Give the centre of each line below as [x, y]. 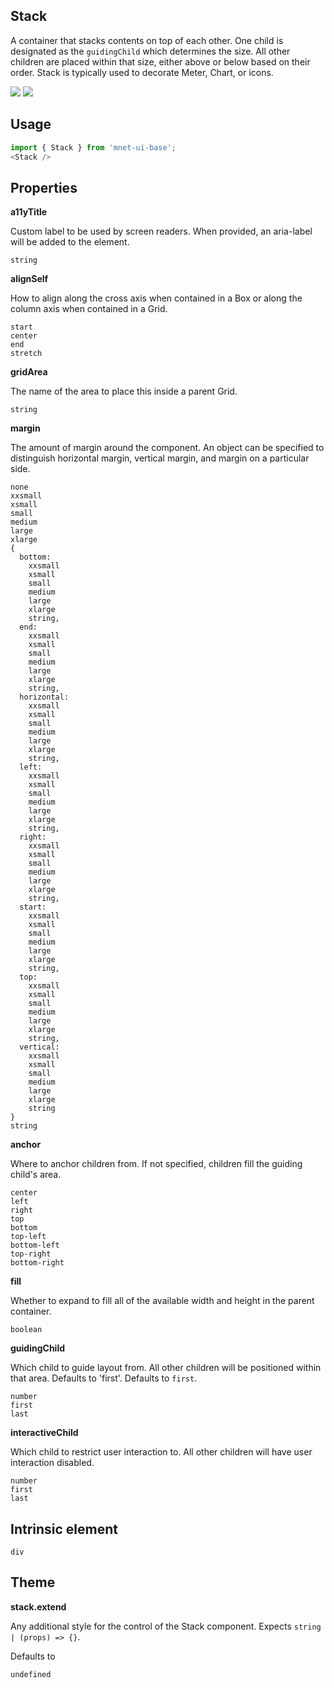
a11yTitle [29, 212]
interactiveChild [44, 1433]
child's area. [36, 1175]
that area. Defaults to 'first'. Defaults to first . [104, 1378]
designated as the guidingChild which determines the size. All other [150, 51]
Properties [44, 187]
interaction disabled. [52, 1463]
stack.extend [38, 1606]
